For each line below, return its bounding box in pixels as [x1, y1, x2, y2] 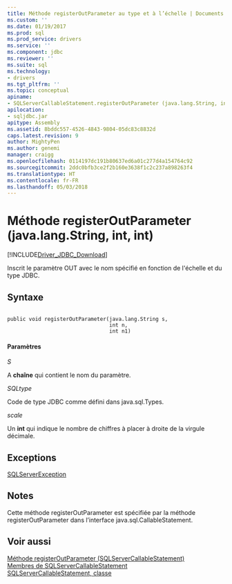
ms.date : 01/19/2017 [7, 23, 67, 30]
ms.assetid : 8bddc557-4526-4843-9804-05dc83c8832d [7, 126, 156, 133]
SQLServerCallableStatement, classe [7, 569, 112, 577]
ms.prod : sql [7, 29, 45, 37]
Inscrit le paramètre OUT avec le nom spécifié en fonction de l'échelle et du [7, 264, 222, 273]
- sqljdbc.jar [7, 113, 48, 119]
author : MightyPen [7, 139, 60, 146]
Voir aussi [7, 536, 51, 547]
